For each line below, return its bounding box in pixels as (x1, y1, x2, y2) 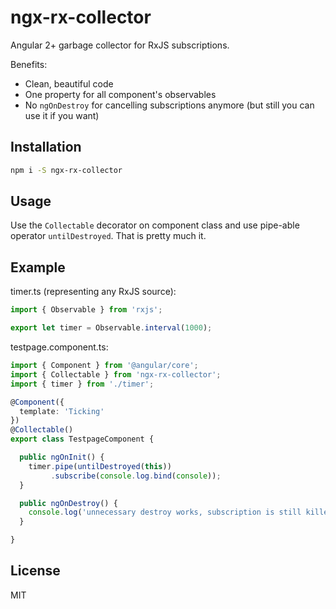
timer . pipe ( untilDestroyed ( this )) (28, 461, 172, 471)
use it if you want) (24, 109, 100, 121)
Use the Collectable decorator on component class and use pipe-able (10, 219, 300, 231)
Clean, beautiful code (24, 77, 114, 90)
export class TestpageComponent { (10, 434, 155, 445)
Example (10, 259, 66, 276)
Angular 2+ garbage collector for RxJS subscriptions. (10, 39, 230, 51)
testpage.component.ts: (10, 341, 109, 353)
